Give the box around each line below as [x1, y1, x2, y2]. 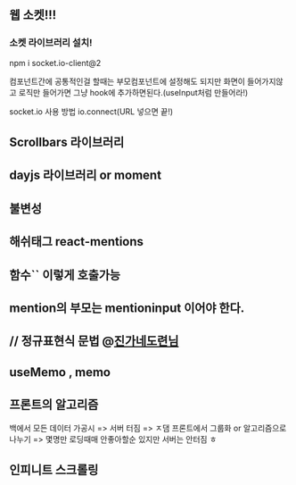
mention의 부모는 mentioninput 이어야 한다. [9, 301, 245, 316]
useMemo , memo [9, 364, 111, 380]
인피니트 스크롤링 [9, 463, 99, 478]
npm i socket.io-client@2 [9, 57, 102, 68]
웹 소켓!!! [9, 7, 57, 23]
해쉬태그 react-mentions [9, 234, 144, 249]
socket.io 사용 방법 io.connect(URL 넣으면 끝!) [9, 105, 174, 117]
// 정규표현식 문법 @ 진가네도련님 [9, 333, 179, 349]
